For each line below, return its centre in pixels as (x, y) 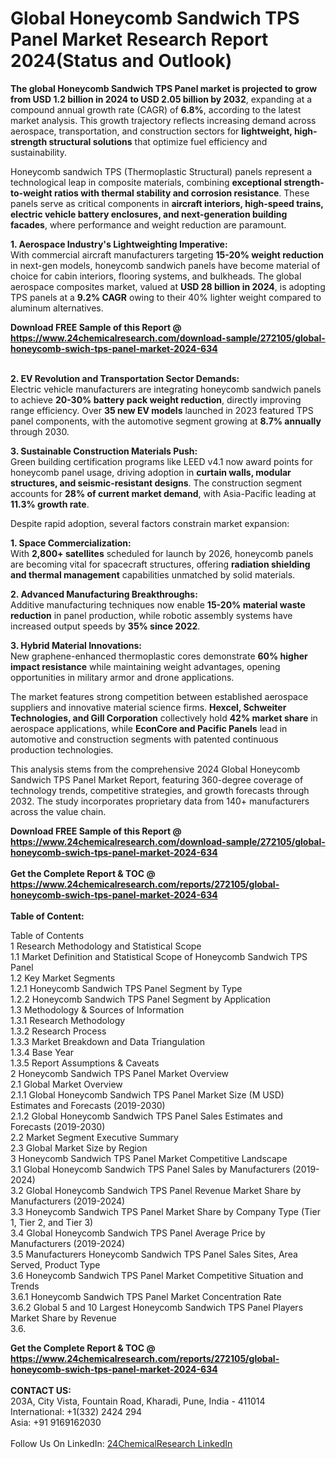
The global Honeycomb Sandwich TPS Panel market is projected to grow (164, 88)
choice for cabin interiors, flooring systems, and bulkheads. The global (156, 276)
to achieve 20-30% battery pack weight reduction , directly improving (156, 399)
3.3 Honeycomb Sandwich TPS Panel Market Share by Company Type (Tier (165, 1211)
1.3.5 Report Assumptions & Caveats (85, 1063)
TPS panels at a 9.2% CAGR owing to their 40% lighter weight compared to (166, 297)
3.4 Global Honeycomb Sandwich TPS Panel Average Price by (138, 1233)
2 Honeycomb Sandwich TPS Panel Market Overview (120, 1073)
